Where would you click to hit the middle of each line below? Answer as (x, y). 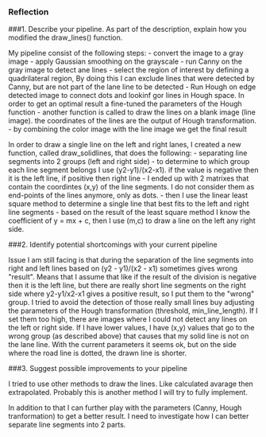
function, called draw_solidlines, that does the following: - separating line (128, 153)
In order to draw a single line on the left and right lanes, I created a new (125, 145)
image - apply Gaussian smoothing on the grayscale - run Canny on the (125, 61)
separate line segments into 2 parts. (67, 425)
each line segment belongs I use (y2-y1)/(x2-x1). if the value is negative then (133, 170)
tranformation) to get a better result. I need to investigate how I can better (129, 416)
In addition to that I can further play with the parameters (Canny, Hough (125, 408)
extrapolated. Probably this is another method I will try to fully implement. (128, 392)
